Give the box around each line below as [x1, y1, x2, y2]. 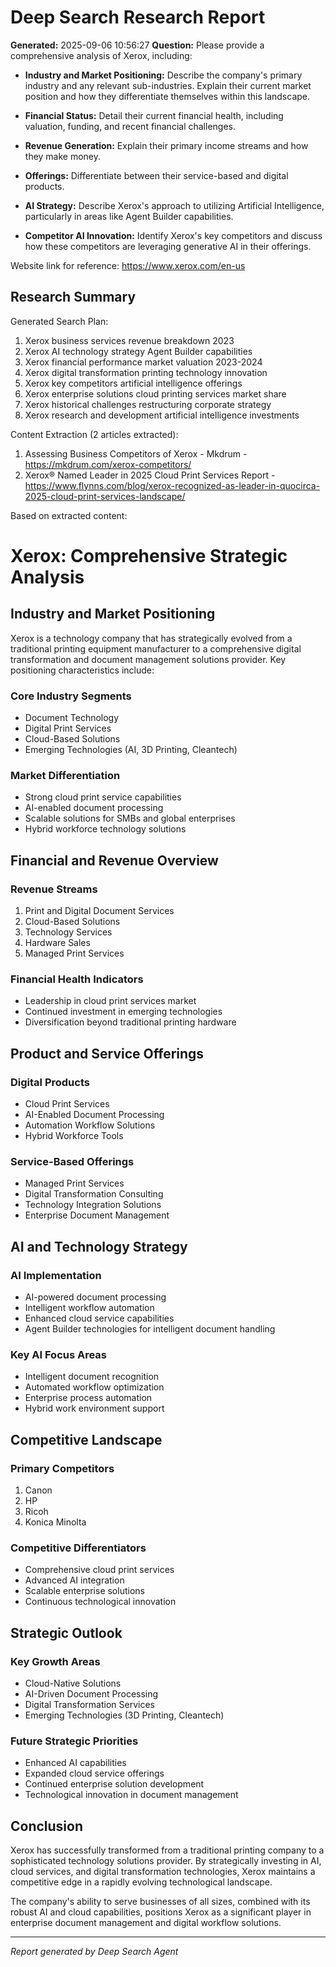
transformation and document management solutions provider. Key [10, 653, 287, 665]
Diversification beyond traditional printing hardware [24, 1016, 237, 1028]
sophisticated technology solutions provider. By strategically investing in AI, [10, 1855, 322, 1867]
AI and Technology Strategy [10, 1238, 188, 1255]
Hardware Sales [24, 937, 91, 949]
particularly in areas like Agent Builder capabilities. [24, 210, 234, 222]
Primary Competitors [10, 1461, 115, 1475]
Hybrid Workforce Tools [24, 1130, 124, 1142]
